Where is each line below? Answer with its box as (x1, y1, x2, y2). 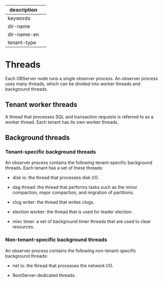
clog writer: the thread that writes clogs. (12, 199, 94, 205)
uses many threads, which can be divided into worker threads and (5, 81, 141, 87)
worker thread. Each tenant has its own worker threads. (5, 119, 119, 125)
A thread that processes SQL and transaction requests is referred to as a (5, 114, 154, 120)
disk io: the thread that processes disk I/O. (12, 174, 99, 181)
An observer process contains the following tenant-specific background (5, 159, 153, 166)
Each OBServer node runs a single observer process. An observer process (5, 75, 158, 81)
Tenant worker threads (5, 101, 78, 109)
